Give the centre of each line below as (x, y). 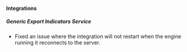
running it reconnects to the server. (58, 42)
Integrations (22, 8)
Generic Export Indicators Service (49, 22)
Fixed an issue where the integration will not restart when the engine (98, 36)
